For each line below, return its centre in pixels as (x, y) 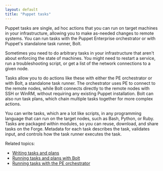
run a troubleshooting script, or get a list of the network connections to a (78, 63)
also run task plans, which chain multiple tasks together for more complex (79, 98)
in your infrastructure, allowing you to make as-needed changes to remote (80, 33)
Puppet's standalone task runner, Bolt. (43, 43)
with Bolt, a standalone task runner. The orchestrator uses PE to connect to (80, 83)
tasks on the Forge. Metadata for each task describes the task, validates (77, 129)
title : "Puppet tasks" (28, 14)
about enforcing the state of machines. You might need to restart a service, (80, 58)
